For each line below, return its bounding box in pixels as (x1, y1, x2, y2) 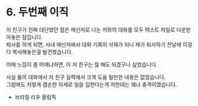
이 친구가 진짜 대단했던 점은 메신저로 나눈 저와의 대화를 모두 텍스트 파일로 (6, 26, 175, 33)
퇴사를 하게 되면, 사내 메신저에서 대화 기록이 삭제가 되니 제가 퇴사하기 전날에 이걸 (6, 41, 193, 48)
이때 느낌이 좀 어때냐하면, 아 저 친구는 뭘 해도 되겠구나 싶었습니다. (6, 60, 158, 68)
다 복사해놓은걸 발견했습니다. (6, 48, 73, 55)
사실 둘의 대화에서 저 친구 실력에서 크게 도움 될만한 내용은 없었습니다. (6, 73, 166, 81)
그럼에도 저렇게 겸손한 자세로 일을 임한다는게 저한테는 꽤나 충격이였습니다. (6, 81, 177, 88)
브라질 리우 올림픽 (14, 93, 56, 101)
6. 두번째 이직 (6, 5, 69, 19)
